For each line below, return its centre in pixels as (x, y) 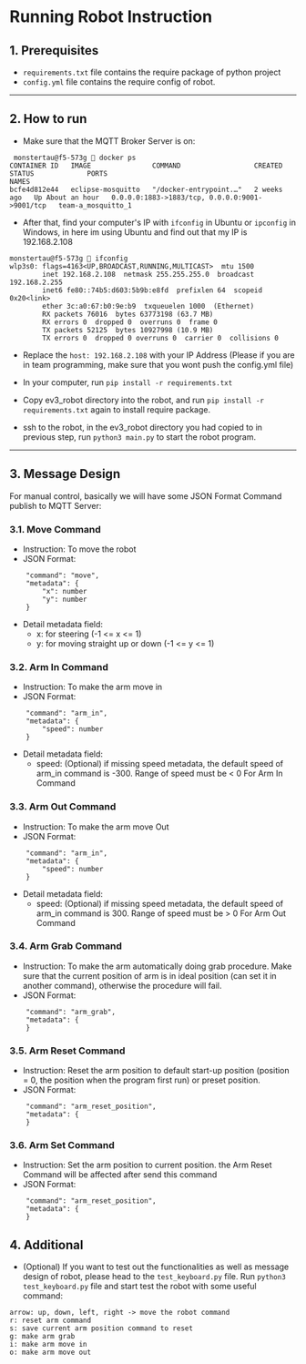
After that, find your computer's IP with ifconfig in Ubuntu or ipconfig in (159, 222)
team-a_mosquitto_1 (95, 205)
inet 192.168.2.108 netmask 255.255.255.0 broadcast (148, 274)
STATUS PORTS (58, 173)
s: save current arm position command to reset (102, 1328)
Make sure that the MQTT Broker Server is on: (109, 141)
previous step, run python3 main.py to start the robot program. (139, 437)
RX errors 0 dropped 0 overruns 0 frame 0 (130, 322)
